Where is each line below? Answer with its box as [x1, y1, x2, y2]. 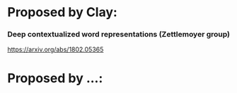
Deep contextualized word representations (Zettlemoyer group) [7, 30, 231, 39]
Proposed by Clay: [7, 4, 118, 20]
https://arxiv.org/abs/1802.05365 [7, 45, 104, 54]
